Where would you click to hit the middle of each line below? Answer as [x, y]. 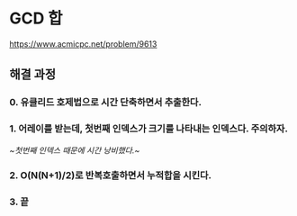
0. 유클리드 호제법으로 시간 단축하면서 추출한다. [106, 103]
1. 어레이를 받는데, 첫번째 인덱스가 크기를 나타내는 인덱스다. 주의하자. [148, 129]
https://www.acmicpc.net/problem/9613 [83, 44]
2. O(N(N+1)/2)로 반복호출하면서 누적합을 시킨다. [111, 175]
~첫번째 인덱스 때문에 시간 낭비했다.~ [75, 150]
